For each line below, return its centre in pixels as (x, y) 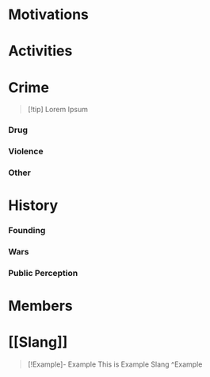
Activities (40, 51)
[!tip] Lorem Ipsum (58, 110)
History (33, 206)
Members (40, 306)
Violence (26, 151)
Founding (27, 231)
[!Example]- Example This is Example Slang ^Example (115, 364)
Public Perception (43, 274)
